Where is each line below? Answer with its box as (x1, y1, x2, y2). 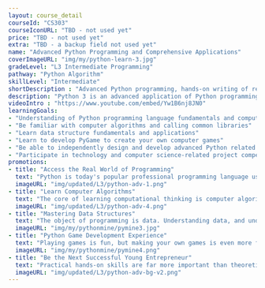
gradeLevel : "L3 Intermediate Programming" (8, 63, 154, 71)
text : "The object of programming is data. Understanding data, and (15, 217, 245, 225)
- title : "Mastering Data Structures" (8, 210, 136, 218)
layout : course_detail (8, 11, 83, 20)
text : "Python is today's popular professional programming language (15, 173, 248, 181)
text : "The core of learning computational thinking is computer (15, 195, 235, 203)
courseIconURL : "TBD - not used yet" (8, 26, 132, 34)
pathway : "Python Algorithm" (8, 70, 104, 78)
